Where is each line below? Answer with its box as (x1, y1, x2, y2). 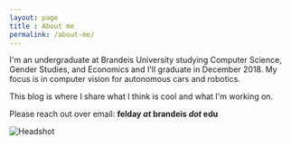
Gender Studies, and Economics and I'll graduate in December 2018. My (9, 64, 277, 75)
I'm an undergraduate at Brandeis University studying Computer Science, (9, 55, 282, 66)
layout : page (9, 13, 59, 23)
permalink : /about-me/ (9, 30, 95, 39)
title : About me (9, 22, 75, 31)
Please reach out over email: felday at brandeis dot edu (9, 109, 219, 120)
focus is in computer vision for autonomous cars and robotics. (9, 74, 241, 85)
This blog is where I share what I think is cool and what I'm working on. (9, 91, 274, 102)
